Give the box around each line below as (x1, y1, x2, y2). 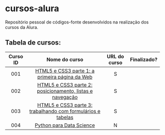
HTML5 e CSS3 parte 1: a (35, 67, 95, 74)
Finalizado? (130, 56, 158, 63)
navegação (52, 93, 78, 100)
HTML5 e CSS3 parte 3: (37, 101, 93, 108)
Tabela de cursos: (5, 39, 61, 47)
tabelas (56, 113, 74, 120)
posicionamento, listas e (36, 88, 93, 94)
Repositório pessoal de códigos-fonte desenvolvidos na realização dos (5, 19, 149, 25)
